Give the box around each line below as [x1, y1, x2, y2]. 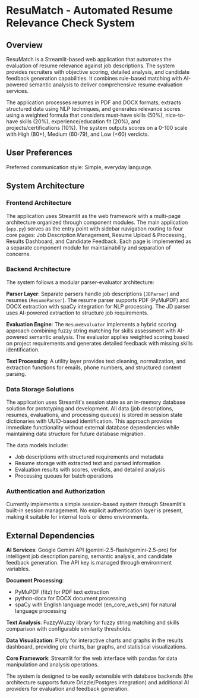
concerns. [6, 250, 31, 257]
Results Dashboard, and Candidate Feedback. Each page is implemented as [6, 238, 192, 245]
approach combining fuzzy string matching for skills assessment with [6, 327, 176, 334]
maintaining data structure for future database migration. [6, 430, 146, 438]
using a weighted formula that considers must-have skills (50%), [6, 111, 165, 119]
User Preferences [6, 148, 72, 158]
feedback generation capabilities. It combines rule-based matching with [6, 75, 182, 82]
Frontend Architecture [6, 199, 72, 207]
